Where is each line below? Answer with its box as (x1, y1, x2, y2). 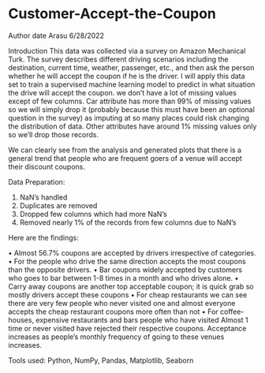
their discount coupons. (8, 162, 85, 171)
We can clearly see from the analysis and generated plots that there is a (8, 145, 242, 155)
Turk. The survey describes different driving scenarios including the (8, 54, 229, 64)
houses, (8, 315, 34, 324)
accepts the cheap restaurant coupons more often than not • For (8, 307, 218, 316)
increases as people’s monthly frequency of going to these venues (8, 332, 225, 341)
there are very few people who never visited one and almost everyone (8, 298, 236, 308)
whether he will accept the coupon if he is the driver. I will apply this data (8, 71, 246, 80)
